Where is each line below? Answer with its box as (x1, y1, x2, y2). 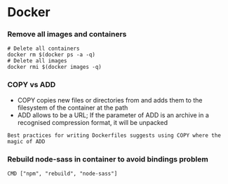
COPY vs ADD (7, 80, 56, 90)
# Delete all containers (7, 45, 80, 53)
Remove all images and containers (7, 29, 127, 39)
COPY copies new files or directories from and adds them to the (17, 96, 203, 104)
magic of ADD (7, 138, 46, 145)
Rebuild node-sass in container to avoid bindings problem (7, 154, 208, 164)
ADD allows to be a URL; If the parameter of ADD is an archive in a (17, 110, 209, 119)
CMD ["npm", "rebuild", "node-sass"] (7, 170, 118, 178)
